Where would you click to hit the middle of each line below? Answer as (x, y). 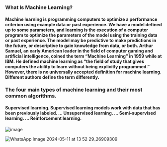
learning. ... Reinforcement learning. (43, 118)
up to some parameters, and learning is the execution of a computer (77, 30)
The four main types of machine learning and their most (74, 90)
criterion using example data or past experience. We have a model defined (84, 24)
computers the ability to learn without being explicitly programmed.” (78, 66)
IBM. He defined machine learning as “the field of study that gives (75, 61)
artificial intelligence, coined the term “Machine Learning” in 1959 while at (83, 56)
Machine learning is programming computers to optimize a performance (81, 19)
